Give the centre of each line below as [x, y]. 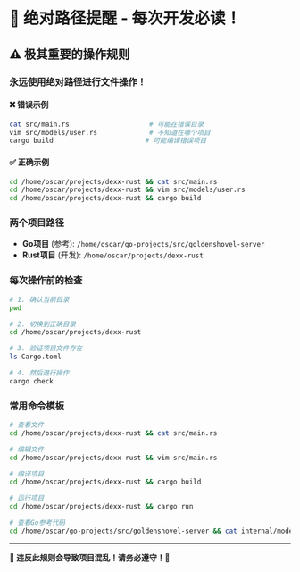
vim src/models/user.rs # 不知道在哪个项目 [110, 132]
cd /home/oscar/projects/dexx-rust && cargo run [101, 507]
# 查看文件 [27, 425]
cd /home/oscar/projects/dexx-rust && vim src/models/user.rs [127, 190]
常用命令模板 [37, 406]
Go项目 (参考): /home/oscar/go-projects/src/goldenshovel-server [143, 244]
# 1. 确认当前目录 [39, 299]
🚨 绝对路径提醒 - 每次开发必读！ [125, 18]
